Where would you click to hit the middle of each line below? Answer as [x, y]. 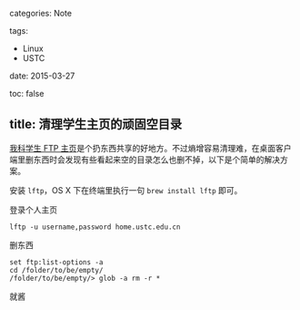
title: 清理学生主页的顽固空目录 [96, 124]
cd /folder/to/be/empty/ [56, 270]
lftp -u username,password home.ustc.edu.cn [95, 227]
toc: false [27, 93]
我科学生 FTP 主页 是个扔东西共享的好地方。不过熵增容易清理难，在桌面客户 [151, 148]
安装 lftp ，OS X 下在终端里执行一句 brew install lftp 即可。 [126, 190]
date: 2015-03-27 [42, 76]
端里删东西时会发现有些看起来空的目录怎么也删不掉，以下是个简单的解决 [145, 160]
